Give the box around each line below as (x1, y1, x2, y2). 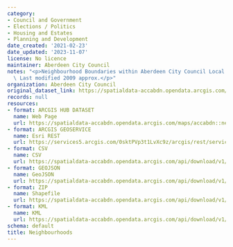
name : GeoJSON (13, 171, 54, 178)
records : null (7, 94, 49, 101)
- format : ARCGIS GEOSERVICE (7, 126, 92, 133)
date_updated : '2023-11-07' (7, 49, 89, 56)
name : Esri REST (13, 132, 60, 139)
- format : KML (7, 203, 49, 210)
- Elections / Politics (7, 23, 76, 30)
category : (7, 10, 36, 17)
